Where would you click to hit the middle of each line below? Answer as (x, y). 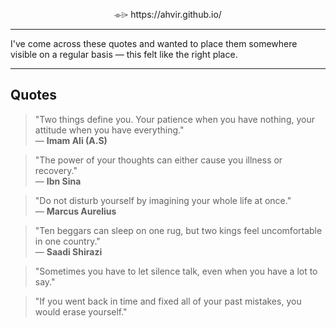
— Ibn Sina (58, 181)
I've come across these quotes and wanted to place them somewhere (154, 43)
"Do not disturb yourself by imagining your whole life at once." (163, 200)
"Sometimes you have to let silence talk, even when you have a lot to (176, 271)
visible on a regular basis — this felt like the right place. (124, 54)
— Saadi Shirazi (68, 251)
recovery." (56, 170)
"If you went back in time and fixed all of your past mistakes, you (168, 301)
